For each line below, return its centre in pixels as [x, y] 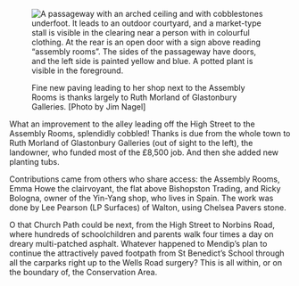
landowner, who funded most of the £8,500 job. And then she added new [144, 152]
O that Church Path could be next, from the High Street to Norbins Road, [142, 225]
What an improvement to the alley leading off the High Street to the [133, 124]
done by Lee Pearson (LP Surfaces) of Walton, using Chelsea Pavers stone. [148, 208]
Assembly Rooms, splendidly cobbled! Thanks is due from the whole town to [150, 133]
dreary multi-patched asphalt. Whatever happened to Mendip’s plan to [138, 244]
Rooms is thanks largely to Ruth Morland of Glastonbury [134, 97]
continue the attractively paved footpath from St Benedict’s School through [147, 253]
